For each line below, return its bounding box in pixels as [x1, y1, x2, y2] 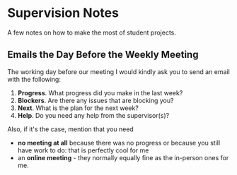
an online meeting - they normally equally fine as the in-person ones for [17, 153, 229, 162]
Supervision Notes [7, 5, 119, 21]
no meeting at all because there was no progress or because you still [17, 138, 221, 147]
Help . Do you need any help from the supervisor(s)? [17, 111, 170, 119]
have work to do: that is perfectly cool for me [17, 146, 149, 155]
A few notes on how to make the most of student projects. [7, 28, 177, 37]
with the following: [7, 75, 62, 83]
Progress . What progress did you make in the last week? [17, 88, 183, 97]
